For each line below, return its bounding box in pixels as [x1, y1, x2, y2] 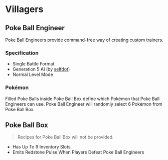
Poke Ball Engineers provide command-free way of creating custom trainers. [5, 37, 163, 43]
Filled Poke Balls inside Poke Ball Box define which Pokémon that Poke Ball [5, 96, 159, 102]
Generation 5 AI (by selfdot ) [12, 66, 70, 72]
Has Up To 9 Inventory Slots [12, 144, 71, 150]
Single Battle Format [12, 61, 55, 67]
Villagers [5, 4, 44, 15]
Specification [5, 49, 39, 56]
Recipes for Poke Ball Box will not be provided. [17, 134, 114, 140]
